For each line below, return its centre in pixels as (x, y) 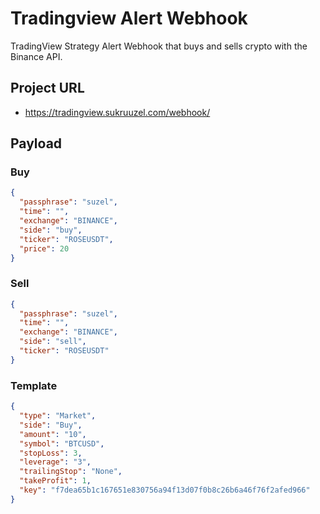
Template (34, 385)
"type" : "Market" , (58, 416)
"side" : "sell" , (53, 342)
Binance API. (36, 56)
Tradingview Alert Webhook (129, 18)
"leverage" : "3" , (55, 462)
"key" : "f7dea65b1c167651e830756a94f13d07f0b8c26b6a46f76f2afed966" (165, 490)
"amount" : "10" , (53, 434)
